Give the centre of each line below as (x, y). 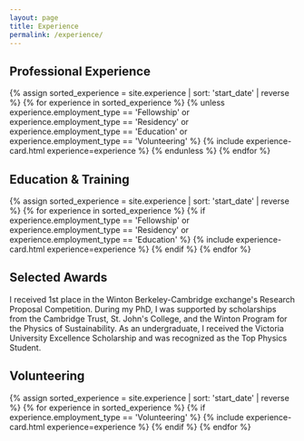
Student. (25, 347)
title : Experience (44, 26)
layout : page (34, 18)
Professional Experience (80, 71)
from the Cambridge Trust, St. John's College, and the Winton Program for (148, 319)
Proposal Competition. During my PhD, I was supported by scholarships (143, 309)
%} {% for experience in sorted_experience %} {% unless (117, 103)
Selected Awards (59, 278)
